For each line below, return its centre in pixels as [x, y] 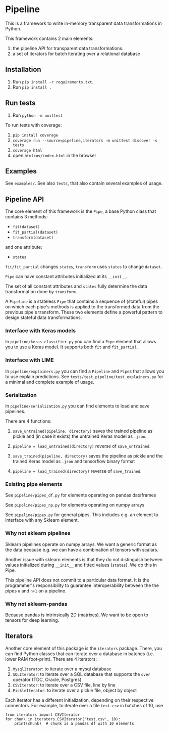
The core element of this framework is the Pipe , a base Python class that [81, 211]
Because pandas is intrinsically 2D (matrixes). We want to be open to [77, 615]
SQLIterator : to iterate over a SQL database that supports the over [81, 674]
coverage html [27, 150]
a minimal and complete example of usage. [50, 382]
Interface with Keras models [41, 331]
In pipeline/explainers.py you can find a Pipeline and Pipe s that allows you [85, 371]
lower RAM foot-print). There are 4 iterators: [51, 659]
